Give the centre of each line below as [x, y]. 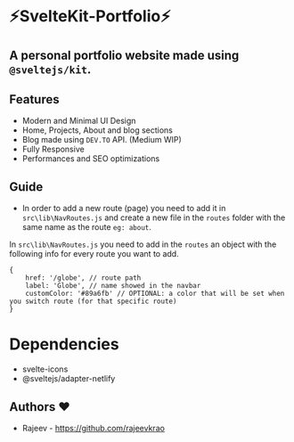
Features [34, 99]
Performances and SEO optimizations [91, 159]
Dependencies [64, 344]
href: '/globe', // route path [83, 278]
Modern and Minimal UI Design [79, 121]
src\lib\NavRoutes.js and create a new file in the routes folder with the [154, 217]
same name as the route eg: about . [86, 227]
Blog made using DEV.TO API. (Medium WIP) [102, 140]
